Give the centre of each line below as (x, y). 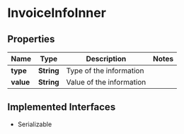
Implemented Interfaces (62, 107)
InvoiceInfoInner (57, 13)
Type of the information (105, 71)
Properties (31, 39)
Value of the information (106, 82)
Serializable (35, 124)
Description (106, 59)
